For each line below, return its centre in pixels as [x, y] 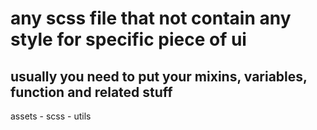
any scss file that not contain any [151, 18]
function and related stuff [91, 92]
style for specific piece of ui [128, 39]
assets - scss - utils [51, 116]
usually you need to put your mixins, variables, [159, 76]
